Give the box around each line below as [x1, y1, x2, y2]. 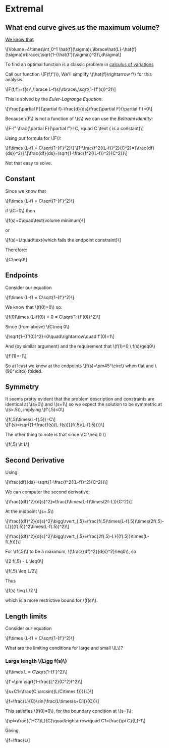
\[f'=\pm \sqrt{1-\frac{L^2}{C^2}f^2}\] [5, 679, 83, 685]
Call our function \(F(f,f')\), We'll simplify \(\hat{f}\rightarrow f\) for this [5, 71, 152, 77]
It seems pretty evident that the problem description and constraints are [5, 396, 155, 402]
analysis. [5, 77, 24, 82]
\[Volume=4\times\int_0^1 [5, 46, 58, 52]
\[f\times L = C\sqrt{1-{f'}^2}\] [5, 669, 68, 675]
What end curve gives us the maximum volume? [5, 23, 160, 32]
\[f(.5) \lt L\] [5, 441, 29, 447]
